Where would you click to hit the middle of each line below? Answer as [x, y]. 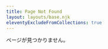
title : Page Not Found [34, 12]
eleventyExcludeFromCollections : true [54, 22]
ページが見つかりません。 [37, 40]
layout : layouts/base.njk [38, 17]
